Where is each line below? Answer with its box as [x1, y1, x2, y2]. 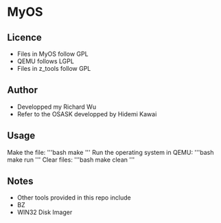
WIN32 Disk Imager [16, 208, 73, 217]
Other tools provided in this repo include [16, 193, 132, 202]
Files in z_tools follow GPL [16, 65, 91, 72]
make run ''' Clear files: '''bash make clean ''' [7, 156, 135, 164]
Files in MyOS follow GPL [16, 50, 89, 58]
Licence [7, 32, 43, 43]
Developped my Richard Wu [16, 103, 97, 111]
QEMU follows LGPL [16, 57, 74, 65]
